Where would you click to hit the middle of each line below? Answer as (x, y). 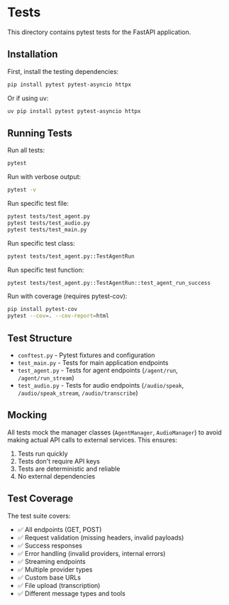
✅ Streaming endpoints (52, 561)
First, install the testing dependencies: (63, 71)
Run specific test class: (41, 243)
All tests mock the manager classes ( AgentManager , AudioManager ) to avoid (114, 432)
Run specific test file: (38, 204)
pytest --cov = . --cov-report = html (58, 316)
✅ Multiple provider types (55, 569)
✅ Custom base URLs (49, 577)
